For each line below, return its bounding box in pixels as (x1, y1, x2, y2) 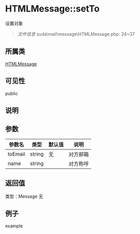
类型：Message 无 (5, 193, 44, 199)
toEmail (8, 150, 26, 158)
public (5, 90, 19, 96)
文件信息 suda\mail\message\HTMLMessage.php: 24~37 (17, 31, 135, 37)
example (5, 223, 23, 229)
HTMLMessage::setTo (5, 3, 100, 15)
